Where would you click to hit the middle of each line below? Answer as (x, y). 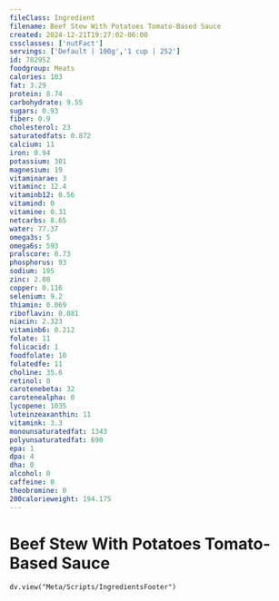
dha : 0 (22, 465)
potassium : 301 (38, 161)
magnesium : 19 (36, 170)
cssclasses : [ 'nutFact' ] (56, 43)
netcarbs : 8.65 (38, 220)
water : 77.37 (34, 229)
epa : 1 (22, 448)
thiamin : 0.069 (38, 305)
